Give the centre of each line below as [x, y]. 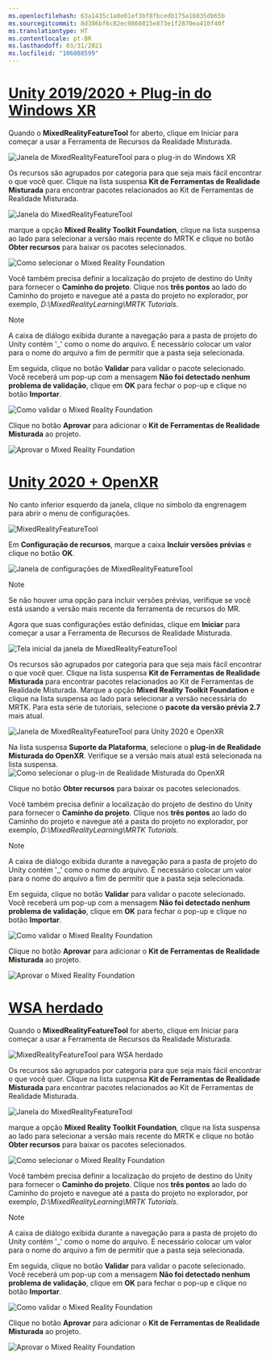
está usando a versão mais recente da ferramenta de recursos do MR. [125, 608]
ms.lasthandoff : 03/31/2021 [56, 46]
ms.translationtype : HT [48, 31]
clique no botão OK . [42, 553]
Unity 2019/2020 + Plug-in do [110, 93]
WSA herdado [56, 1008]
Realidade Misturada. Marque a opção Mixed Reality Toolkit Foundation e [132, 690]
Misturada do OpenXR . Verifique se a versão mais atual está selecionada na [135, 756]
